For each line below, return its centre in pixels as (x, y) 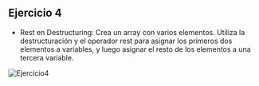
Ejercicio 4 (35, 13)
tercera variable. (47, 57)
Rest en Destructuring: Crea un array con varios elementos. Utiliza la (132, 32)
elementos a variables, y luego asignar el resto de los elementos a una (135, 49)
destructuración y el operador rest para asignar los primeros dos (126, 41)
